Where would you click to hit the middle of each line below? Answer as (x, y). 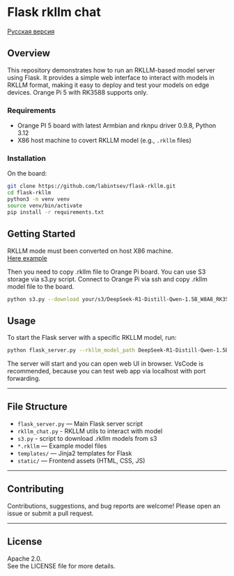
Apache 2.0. (25, 559)
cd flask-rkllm (29, 193)
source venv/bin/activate (45, 205)
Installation (27, 158)
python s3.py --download (43, 299)
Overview (29, 53)
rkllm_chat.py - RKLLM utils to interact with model (90, 431)
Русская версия (31, 31)
